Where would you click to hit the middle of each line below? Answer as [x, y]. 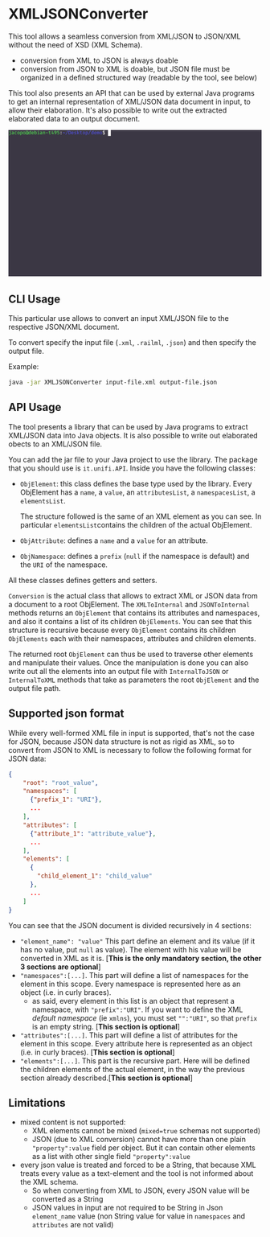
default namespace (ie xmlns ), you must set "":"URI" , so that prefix [145, 1017]
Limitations [37, 1103]
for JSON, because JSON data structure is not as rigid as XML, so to [121, 742]
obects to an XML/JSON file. [55, 444]
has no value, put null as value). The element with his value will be [131, 949]
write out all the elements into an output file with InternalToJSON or [119, 671]
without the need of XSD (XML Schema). [76, 44]
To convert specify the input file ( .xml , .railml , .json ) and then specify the [133, 343]
